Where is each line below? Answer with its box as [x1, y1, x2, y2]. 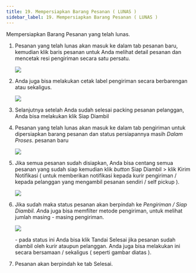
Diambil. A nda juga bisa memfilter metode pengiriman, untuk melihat [14, 207, 183, 214]
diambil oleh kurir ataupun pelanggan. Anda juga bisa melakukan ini [14, 242, 181, 249]
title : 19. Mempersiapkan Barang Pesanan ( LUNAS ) [6, 8, 137, 15]
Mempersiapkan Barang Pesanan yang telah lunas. [6, 30, 131, 37]
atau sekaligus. [14, 84, 52, 91]
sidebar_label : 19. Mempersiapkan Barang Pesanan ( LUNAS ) [6, 14, 159, 20]
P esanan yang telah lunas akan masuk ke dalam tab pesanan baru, [14, 42, 178, 49]
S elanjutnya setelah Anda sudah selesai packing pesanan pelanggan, [14, 106, 184, 113]
